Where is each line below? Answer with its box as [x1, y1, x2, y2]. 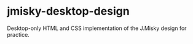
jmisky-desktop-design [7, 4, 130, 18]
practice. [7, 31, 30, 38]
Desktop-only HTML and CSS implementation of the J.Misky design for [7, 24, 187, 32]
